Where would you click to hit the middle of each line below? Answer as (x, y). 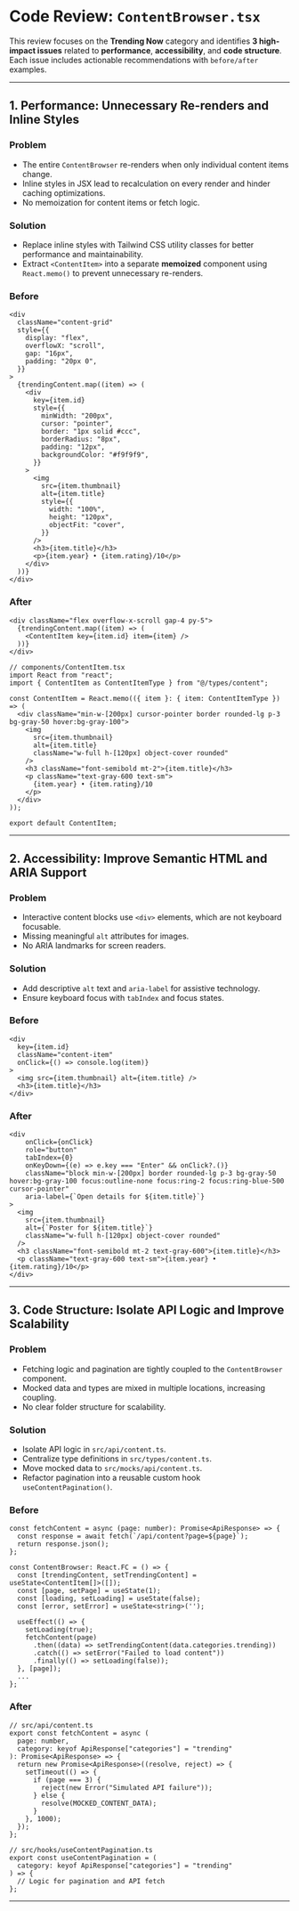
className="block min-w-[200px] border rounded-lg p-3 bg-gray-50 (151, 1174)
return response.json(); (63, 1544)
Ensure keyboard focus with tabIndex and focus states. (123, 997)
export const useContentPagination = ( (83, 1858)
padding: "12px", (73, 447)
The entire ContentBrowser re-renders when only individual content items (155, 164)
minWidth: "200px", (77, 416)
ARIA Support (48, 872)
